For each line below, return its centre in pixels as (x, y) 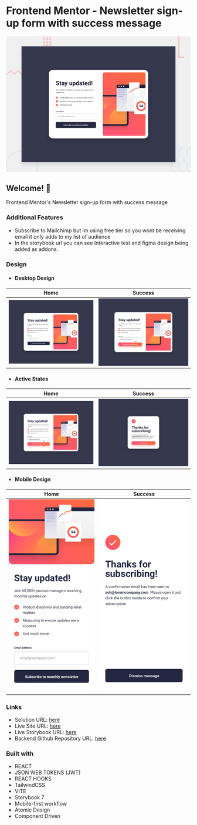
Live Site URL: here (38, 726)
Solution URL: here (37, 720)
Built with (20, 753)
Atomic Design (32, 810)
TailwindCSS (30, 785)
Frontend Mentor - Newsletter (80, 11)
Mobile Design (33, 480)
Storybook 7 (29, 797)
